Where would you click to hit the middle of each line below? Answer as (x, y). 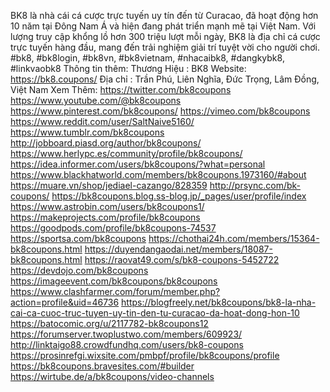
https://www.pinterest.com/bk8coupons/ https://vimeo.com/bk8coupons (160, 111)
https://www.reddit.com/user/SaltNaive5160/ (102, 121)
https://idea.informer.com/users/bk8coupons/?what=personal (138, 164)
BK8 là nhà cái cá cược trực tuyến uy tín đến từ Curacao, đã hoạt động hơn (164, 15)
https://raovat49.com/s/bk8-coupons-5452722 (182, 259)
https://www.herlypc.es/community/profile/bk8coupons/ (126, 153)
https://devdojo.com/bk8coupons (79, 270)
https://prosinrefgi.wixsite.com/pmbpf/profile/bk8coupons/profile (145, 355)
